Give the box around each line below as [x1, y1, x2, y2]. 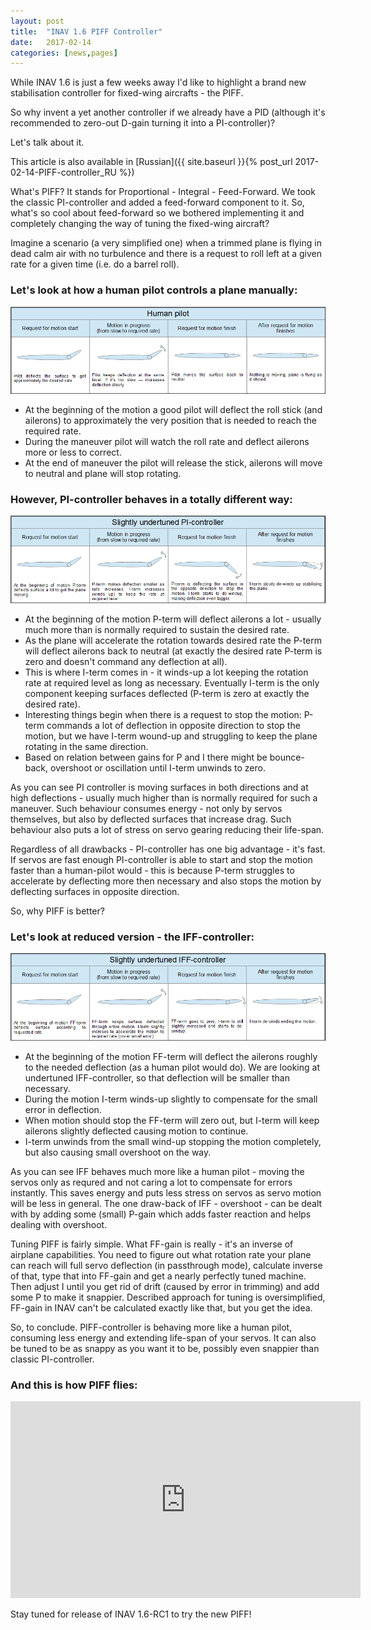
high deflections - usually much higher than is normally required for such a [10, 792, 318, 804]
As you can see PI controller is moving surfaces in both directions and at [10, 781, 309, 794]
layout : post [10, 16, 65, 26]
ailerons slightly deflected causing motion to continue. [24, 1125, 249, 1137]
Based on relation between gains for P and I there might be [24, 751, 268, 764]
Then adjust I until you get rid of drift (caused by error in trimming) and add [10, 1281, 320, 1293]
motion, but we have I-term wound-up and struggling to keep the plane [24, 730, 318, 742]
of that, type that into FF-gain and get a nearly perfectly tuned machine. [10, 1270, 307, 1282]
